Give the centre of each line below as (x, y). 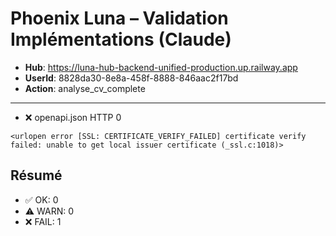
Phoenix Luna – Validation (119, 18)
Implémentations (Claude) (121, 39)
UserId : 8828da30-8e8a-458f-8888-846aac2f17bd (131, 78)
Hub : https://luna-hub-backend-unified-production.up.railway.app (161, 67)
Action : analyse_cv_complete (85, 88)
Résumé (36, 175)
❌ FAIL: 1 (43, 221)
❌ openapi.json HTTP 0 (73, 117)
